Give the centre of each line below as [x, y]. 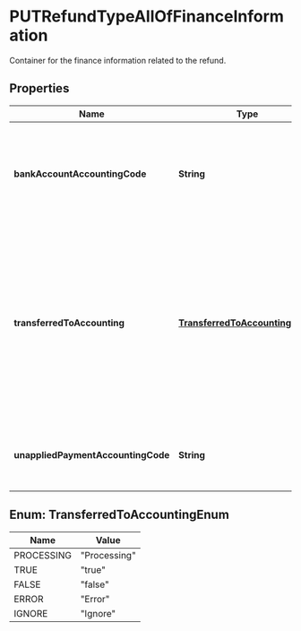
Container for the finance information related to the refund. [118, 60]
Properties [39, 88]
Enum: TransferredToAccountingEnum [120, 515]
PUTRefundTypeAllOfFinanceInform [147, 17]
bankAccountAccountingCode [80, 174]
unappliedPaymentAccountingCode [92, 454]
